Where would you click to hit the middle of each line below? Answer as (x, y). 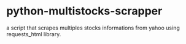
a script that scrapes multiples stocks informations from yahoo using (93, 28)
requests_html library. (34, 34)
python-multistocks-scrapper (84, 11)
